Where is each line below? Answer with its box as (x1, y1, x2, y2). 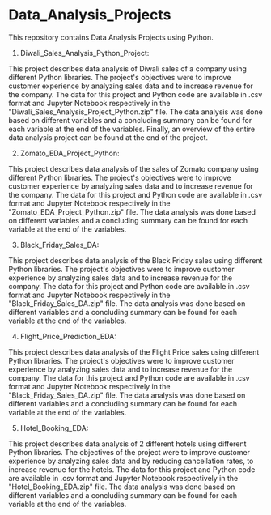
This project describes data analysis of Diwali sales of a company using (8, 63, 247, 74)
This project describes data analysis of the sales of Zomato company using (8, 164, 259, 173)
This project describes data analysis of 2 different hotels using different (8, 439, 247, 449)
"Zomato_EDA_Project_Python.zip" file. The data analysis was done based (8, 206, 256, 216)
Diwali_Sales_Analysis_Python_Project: (19, 48, 150, 57)
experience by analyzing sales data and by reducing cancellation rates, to (8, 456, 254, 466)
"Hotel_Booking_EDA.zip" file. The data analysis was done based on (8, 482, 235, 492)
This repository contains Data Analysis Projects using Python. (8, 32, 214, 42)
